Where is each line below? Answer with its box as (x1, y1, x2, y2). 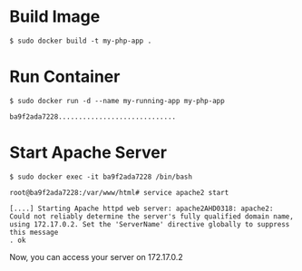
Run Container (9, 66, 121, 87)
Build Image (9, 6, 101, 27)
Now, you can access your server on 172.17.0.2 (9, 251, 183, 262)
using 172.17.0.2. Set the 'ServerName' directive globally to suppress (9, 219, 290, 228)
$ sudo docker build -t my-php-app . (9, 36, 152, 45)
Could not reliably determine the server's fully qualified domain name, (9, 211, 295, 221)
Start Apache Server (9, 142, 168, 163)
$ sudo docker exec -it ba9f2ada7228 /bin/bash (9, 172, 193, 181)
